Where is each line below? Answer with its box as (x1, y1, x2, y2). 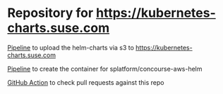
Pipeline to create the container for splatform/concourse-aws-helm (7, 64, 203, 73)
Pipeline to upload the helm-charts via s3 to (7, 43, 134, 52)
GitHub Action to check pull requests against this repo (7, 78, 164, 86)
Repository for (7, 5, 94, 21)
